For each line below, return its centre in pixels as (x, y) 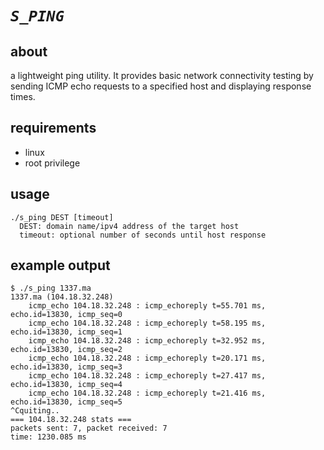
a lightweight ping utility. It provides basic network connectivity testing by (162, 75)
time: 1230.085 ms (48, 437)
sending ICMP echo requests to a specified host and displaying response (161, 86)
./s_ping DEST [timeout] (62, 217)
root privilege (52, 163)
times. (23, 96)
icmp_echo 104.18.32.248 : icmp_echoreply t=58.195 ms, (147, 323)
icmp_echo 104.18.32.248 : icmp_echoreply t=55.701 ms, (147, 306)
